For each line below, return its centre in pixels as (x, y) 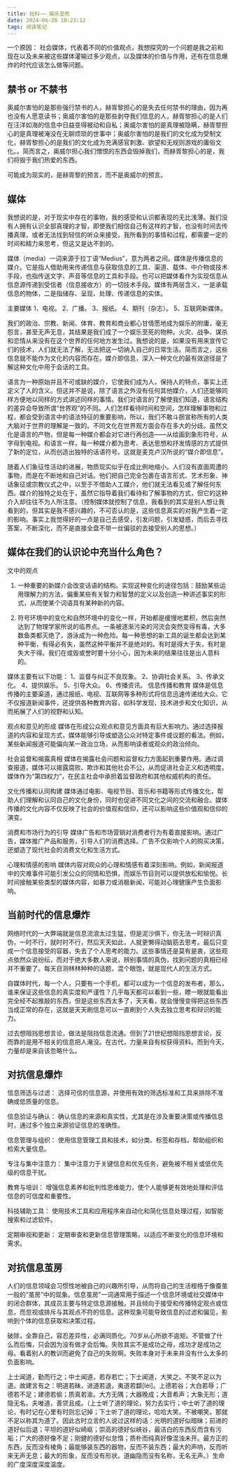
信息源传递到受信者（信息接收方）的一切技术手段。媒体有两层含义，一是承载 (117, 285)
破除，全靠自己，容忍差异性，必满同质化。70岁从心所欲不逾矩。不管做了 (112, 1336)
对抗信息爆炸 (35, 1075)
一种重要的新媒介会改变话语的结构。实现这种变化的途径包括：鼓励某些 (119, 585)
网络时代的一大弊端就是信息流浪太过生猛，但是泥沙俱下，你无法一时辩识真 (114, 933)
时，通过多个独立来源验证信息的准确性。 (65, 1126)
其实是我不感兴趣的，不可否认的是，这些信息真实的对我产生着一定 (133, 511)
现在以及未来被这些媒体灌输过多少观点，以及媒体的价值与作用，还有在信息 (114, 56)
